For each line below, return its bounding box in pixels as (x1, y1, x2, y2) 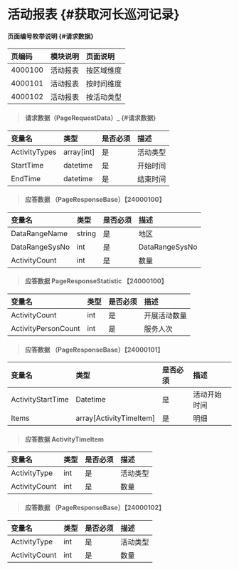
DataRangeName (11, 228, 68, 238)
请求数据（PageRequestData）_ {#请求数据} (24, 113, 156, 122)
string (76, 228, 96, 238)
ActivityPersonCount (11, 324, 80, 333)
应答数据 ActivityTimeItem (24, 434, 105, 443)
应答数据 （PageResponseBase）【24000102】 (24, 504, 166, 512)
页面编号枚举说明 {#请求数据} (7, 31, 94, 40)
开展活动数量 (144, 311, 187, 320)
